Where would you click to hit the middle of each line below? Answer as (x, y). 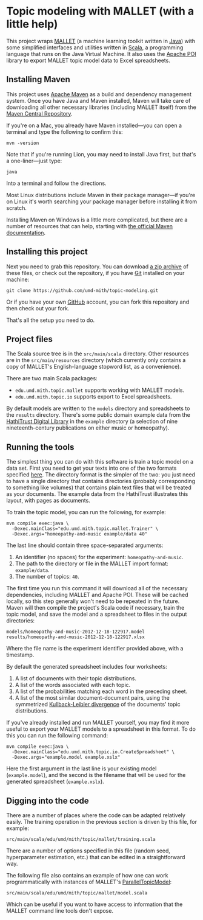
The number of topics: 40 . (47, 577)
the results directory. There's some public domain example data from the (98, 415)
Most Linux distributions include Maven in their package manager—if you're (101, 195)
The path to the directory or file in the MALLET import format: (92, 563)
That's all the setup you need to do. (51, 320)
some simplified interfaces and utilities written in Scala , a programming (95, 47)
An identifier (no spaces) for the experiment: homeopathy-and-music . (99, 557)
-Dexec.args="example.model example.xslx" (66, 758)
